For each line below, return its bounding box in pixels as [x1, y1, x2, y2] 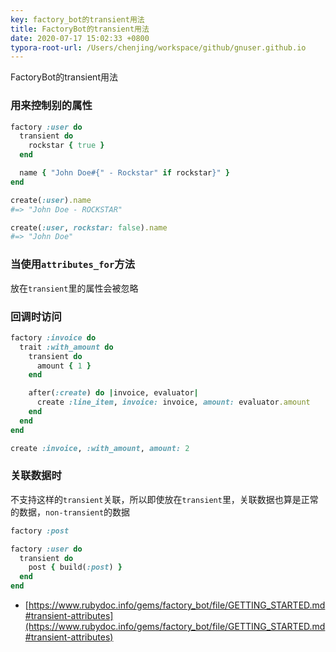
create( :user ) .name [10, 195, 92, 205]
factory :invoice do [10, 332, 97, 343]
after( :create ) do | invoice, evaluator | [28, 388, 199, 398]
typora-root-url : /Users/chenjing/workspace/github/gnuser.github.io [10, 42, 307, 53]
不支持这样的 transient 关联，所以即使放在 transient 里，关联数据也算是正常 [10, 493, 319, 505]
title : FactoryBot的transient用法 [10, 24, 150, 34]
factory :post [10, 526, 70, 536]
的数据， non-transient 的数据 [10, 506, 131, 518]
